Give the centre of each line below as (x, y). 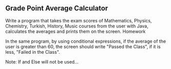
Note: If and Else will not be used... (42, 62)
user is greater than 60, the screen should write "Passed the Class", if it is (83, 46)
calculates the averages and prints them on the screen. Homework (76, 31)
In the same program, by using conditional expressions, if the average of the (86, 41)
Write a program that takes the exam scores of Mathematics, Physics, (79, 20)
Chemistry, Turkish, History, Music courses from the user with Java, (77, 26)
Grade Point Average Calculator (57, 8)
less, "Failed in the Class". (33, 52)
